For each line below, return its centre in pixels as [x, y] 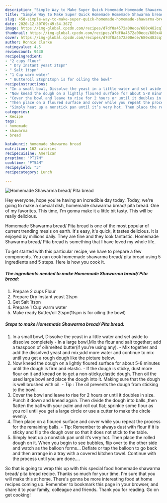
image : [12, 28]
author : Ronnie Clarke [29, 42]
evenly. [20, 416]
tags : [11, 121]
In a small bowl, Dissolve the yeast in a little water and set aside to [80, 337]
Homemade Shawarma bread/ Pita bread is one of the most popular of [77, 226]
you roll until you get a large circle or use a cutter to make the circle [81, 411]
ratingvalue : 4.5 [23, 47]
